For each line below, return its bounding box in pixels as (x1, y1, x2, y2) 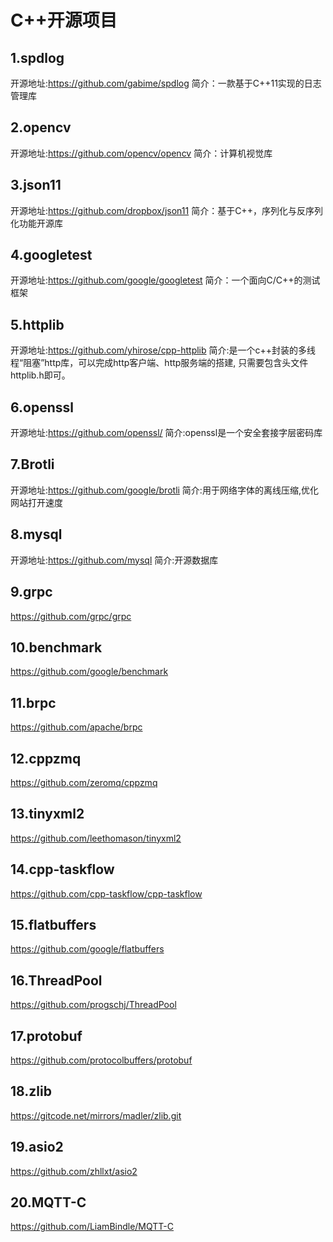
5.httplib (10, 316, 65, 333)
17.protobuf (10, 1027, 83, 1045)
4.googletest (10, 247, 93, 264)
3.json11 (10, 177, 62, 194)
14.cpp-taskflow (10, 861, 115, 878)
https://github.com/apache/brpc (10, 721, 143, 733)
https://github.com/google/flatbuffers (10, 943, 165, 955)
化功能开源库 (10, 217, 63, 229)
